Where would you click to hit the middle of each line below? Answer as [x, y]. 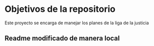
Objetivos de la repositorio [60, 9]
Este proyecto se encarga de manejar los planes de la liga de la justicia [77, 23]
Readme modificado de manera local [62, 38]
